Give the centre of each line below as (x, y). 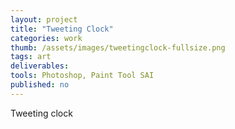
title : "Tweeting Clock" (62, 29)
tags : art (31, 57)
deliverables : (40, 66)
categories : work (46, 38)
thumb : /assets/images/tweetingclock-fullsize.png (118, 47)
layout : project (44, 19)
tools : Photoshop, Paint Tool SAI (82, 76)
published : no (40, 85)
